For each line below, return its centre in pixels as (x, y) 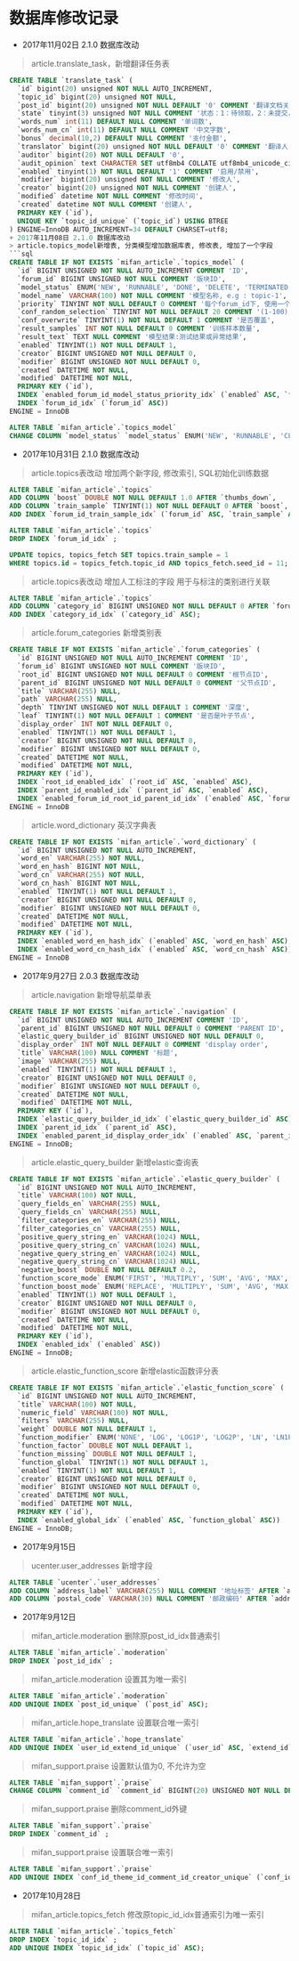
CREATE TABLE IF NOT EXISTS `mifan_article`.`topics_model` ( (127, 263)
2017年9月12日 (49, 1617)
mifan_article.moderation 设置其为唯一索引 (109, 1680)
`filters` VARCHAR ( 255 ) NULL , (73, 1421)
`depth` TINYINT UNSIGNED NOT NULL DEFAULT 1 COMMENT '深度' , (133, 708)
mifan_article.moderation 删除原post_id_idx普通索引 (125, 1636)
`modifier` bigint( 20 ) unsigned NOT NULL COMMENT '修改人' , (129, 180)
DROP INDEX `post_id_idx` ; (61, 1661)
